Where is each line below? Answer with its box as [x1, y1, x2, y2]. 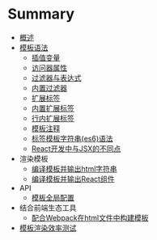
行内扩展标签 [31, 113, 74, 123]
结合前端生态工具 [19, 203, 77, 213]
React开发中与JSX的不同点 [31, 143, 121, 154]
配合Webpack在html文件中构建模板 [31, 213, 149, 222]
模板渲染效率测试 [19, 223, 77, 233]
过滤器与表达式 [31, 73, 82, 82]
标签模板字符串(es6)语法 [31, 133, 114, 143]
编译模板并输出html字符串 [31, 163, 118, 174]
